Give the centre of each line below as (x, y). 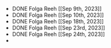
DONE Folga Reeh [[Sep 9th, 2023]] (57, 9)
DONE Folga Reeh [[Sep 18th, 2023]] (58, 21)
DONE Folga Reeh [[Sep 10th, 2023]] (58, 15)
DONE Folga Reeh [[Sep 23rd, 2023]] (59, 28)
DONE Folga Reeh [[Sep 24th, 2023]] (58, 34)
